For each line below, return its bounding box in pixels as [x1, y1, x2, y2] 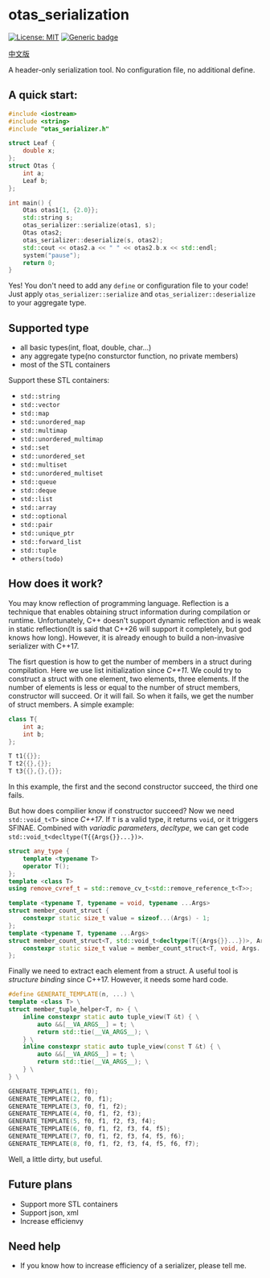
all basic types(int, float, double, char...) [19, 342, 152, 352]
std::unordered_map [19, 418, 86, 426]
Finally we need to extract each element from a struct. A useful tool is [8, 966, 239, 976]
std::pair [19, 521, 54, 529]
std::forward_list [19, 538, 82, 546]
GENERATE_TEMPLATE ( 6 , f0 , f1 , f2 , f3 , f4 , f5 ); [8, 1125, 171, 1133]
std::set [19, 444, 50, 452]
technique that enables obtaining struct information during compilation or [8, 607, 251, 616]
